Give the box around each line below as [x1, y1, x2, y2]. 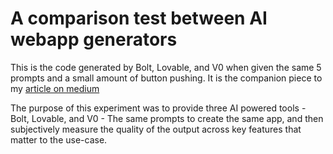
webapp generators [10, 28, 178, 51]
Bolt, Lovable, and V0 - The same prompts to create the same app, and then [10, 112, 324, 124]
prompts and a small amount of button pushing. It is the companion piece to [10, 72, 323, 84]
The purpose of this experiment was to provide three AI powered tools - [10, 102, 307, 114]
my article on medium [10, 82, 100, 94]
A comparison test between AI [10, 7, 268, 30]
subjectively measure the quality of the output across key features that [10, 123, 302, 135]
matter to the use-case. [10, 133, 108, 146]
